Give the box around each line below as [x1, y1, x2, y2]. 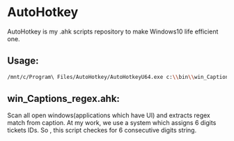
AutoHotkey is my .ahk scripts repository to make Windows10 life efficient [7, 27, 219, 36]
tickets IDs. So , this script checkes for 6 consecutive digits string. [7, 126, 197, 135]
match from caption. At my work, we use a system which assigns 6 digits [7, 119, 217, 127]
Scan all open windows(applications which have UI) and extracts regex [7, 111, 210, 119]
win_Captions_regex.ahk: [7, 93, 120, 105]
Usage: [7, 55, 40, 67]
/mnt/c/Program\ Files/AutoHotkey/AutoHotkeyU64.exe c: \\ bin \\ [7, 73, 195, 80]
